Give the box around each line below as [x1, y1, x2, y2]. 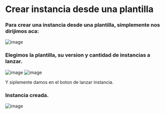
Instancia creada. [5, 91, 49, 98]
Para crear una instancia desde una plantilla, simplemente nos [5, 22, 160, 29]
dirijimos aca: [5, 28, 39, 35]
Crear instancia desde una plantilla [5, 4, 154, 15]
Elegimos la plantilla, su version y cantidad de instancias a [5, 52, 150, 59]
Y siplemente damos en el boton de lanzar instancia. [5, 79, 114, 85]
